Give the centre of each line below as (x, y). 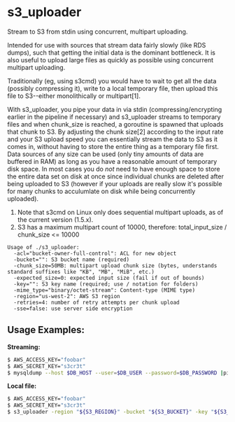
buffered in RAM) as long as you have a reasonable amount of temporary (112, 161)
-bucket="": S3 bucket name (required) (72, 260)
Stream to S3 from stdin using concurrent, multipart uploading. (98, 31)
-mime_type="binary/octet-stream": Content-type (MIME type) (105, 290)
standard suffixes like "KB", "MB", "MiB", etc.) (81, 272)
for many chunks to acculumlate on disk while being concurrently (101, 191)
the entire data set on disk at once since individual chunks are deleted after (115, 176)
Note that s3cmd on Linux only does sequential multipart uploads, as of (120, 212)
